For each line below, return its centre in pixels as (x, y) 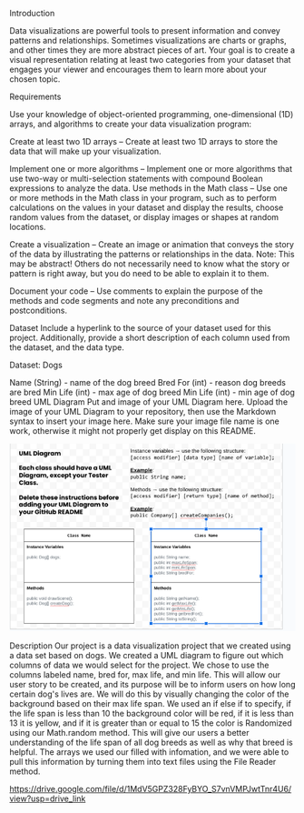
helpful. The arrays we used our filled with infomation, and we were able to (149, 752)
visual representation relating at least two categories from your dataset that (150, 60)
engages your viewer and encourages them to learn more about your (138, 69)
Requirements (35, 96)
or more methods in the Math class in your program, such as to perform (143, 198)
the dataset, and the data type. (67, 347)
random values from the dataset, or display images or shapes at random (144, 217)
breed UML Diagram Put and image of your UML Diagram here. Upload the (149, 402)
